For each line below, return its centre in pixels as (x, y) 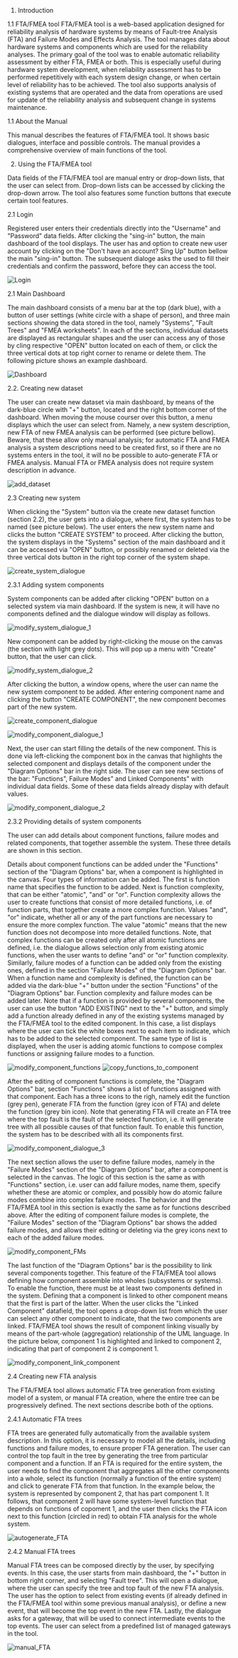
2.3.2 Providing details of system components (75, 822)
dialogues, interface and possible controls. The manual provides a (104, 143)
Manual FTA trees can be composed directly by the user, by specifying (111, 1565)
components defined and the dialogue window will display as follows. (109, 614)
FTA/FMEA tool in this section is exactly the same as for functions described (119, 1207)
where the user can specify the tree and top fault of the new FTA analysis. (116, 1588)
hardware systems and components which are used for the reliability (108, 47)
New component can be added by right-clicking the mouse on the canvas (115, 641)
